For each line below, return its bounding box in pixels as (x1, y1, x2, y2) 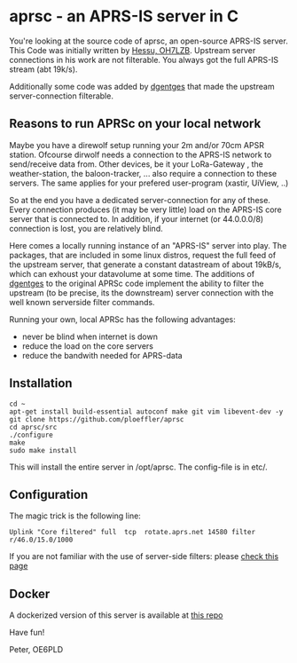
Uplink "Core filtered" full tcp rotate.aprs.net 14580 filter (9, 528, 255, 537)
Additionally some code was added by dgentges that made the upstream (9, 81, 275, 91)
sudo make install (9, 446, 77, 454)
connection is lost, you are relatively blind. (9, 223, 163, 233)
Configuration (9, 486, 89, 502)
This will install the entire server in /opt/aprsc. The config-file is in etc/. (9, 462, 268, 472)
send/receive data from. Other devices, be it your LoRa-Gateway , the (9, 158, 263, 170)
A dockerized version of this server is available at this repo (9, 610, 223, 620)
